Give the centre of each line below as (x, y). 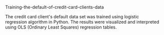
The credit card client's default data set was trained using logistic (72, 17)
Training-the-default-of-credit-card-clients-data (55, 7)
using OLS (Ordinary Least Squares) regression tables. (61, 27)
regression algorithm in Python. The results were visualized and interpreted (82, 22)
